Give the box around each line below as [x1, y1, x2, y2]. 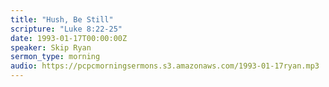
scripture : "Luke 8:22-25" [10, 24, 123, 34]
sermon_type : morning [10, 52, 101, 62]
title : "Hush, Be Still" [10, 14, 114, 25]
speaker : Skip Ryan [10, 42, 92, 53]
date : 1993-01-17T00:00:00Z [10, 33, 128, 43]
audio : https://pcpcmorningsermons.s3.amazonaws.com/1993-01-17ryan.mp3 [10, 61, 320, 71]
